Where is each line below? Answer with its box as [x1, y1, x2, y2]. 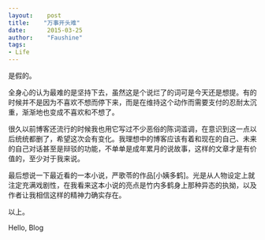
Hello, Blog [8, 223, 44, 232]
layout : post [8, 11, 62, 20]
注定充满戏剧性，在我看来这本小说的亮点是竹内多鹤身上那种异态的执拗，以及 [8, 181, 257, 189]
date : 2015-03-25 [8, 26, 83, 34]
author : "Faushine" [8, 33, 83, 42]
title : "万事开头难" [8, 19, 80, 27]
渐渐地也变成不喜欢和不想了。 [21, 107, 119, 117]
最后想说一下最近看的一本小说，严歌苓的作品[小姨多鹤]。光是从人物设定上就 [8, 171, 256, 180]
